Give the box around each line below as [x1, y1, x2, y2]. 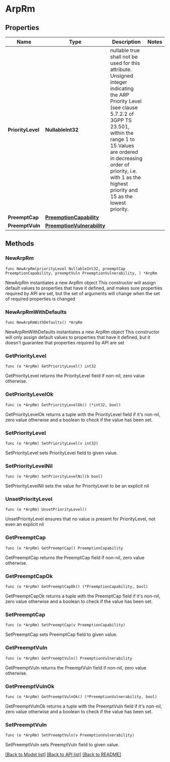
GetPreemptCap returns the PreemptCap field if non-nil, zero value [5, 554, 145, 560]
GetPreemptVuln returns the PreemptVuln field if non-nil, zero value [5, 664, 147, 671]
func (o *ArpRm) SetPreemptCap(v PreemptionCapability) [5, 623, 125, 628]
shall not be [110, 53, 138, 60]
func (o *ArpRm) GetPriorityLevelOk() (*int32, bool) [5, 402, 121, 407]
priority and [110, 186, 138, 194]
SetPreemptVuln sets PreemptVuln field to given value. [5, 742, 120, 748]
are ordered [110, 148, 138, 155]
